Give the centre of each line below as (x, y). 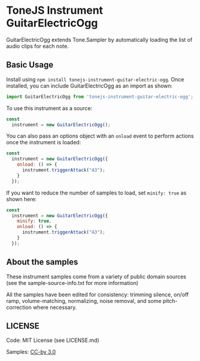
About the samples (42, 262)
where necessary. (55, 307)
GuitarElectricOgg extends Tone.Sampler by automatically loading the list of (99, 40)
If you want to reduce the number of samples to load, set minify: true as (96, 193)
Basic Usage (30, 65)
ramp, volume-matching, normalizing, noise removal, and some (84, 301)
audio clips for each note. (38, 46)
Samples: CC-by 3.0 (31, 352)
